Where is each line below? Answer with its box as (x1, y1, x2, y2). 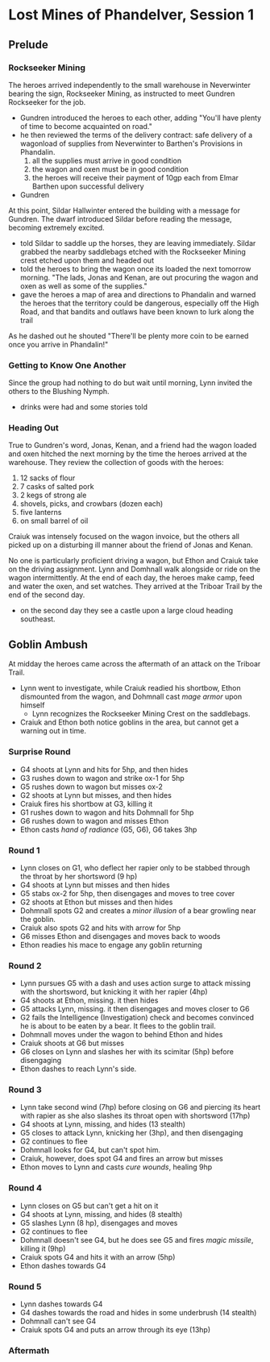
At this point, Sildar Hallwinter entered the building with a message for (8, 206, 240, 215)
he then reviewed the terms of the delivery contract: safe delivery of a (19, 130, 253, 139)
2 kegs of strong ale (19, 490, 87, 500)
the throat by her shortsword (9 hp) (19, 871, 138, 881)
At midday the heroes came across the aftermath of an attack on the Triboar (8, 659, 261, 669)
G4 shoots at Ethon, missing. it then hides (19, 995, 159, 1005)
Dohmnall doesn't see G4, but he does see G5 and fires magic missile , (19, 1235, 254, 1244)
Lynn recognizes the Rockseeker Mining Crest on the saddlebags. (31, 709, 251, 719)
